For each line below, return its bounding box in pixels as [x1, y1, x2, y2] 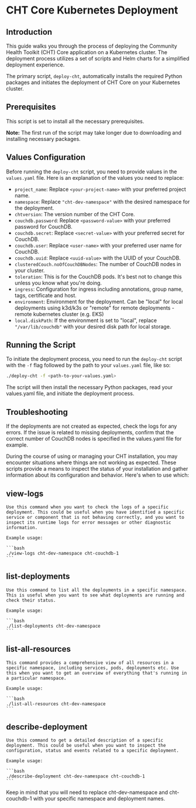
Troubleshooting [6, 407, 68, 417]
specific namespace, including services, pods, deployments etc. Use [6, 665, 180, 670]
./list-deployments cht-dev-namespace [6, 623, 101, 629]
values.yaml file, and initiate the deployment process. [6, 390, 135, 397]
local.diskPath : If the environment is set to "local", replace [14, 317, 157, 324]
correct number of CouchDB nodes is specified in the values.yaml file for [6, 435, 182, 442]
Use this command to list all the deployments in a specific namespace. [6, 587, 187, 593]
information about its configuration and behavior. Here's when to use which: [6, 471, 190, 479]
